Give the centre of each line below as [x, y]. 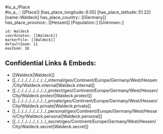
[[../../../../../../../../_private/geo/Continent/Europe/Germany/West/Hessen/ [85, 100]
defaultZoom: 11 [21, 44]
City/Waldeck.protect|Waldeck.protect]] [52, 95]
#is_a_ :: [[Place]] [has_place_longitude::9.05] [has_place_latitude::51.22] [78, 12]
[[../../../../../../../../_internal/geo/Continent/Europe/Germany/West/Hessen [84, 80]
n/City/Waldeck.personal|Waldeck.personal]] [57, 116]
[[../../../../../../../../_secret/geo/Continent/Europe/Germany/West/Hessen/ [84, 121]
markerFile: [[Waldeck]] [30, 40]
